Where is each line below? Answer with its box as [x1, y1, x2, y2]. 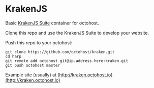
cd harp [5, 54, 22, 59]
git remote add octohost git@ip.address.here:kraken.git [5, 58, 129, 64]
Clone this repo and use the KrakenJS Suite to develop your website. [5, 30, 149, 36]
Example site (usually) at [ [5, 72, 59, 78]
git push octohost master [5, 63, 60, 68]
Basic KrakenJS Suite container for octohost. [5, 20, 99, 26]
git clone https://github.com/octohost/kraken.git [5, 49, 115, 54]
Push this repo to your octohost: [5, 39, 73, 46]
